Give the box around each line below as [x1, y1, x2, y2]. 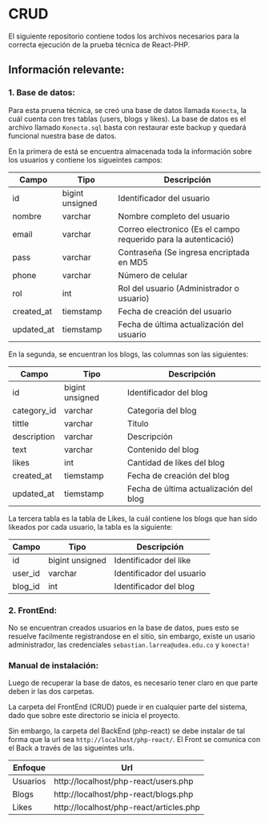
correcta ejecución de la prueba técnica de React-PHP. [8, 39, 191, 49]
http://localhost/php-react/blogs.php [53, 789, 194, 800]
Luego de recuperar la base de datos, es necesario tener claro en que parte [8, 678, 259, 688]
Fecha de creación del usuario [118, 305, 232, 317]
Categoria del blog [126, 405, 198, 416]
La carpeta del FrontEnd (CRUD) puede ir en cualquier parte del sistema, [8, 702, 248, 712]
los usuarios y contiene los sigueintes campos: [8, 155, 163, 164]
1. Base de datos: [8, 87, 76, 99]
